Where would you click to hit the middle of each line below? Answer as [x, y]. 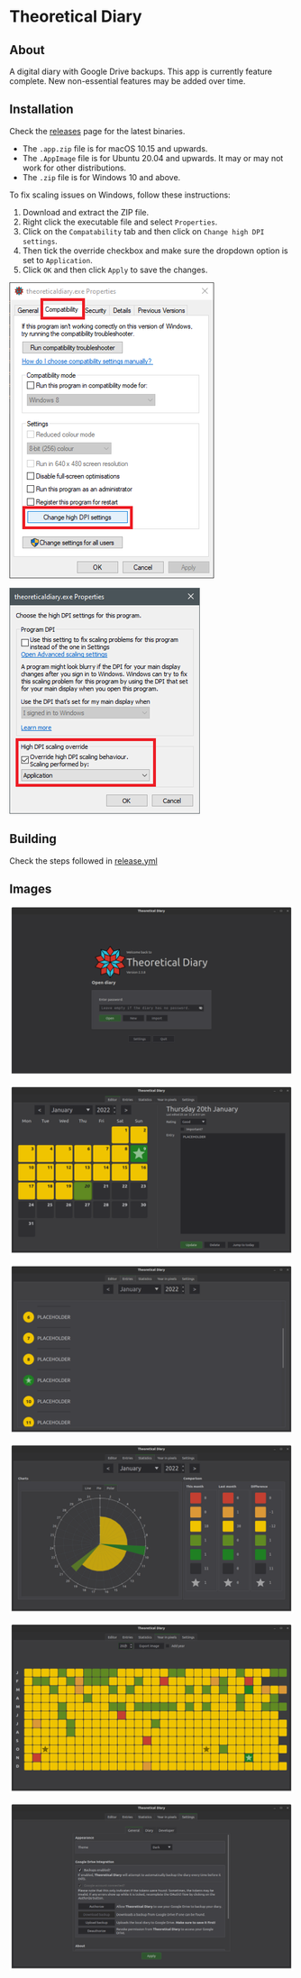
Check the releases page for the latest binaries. [97, 131]
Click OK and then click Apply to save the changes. [115, 270]
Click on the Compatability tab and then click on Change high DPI [143, 231]
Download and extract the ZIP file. [86, 212]
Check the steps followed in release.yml [83, 861]
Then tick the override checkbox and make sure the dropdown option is [155, 251]
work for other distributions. [74, 168]
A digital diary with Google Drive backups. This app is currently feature [141, 71]
